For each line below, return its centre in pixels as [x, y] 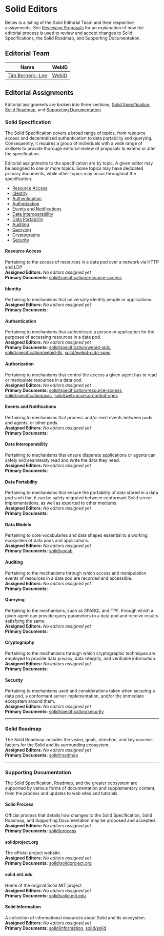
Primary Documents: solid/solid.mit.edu [46, 895]
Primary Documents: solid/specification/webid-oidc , [58, 347]
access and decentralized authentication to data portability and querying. [79, 138]
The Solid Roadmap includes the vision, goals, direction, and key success [79, 739]
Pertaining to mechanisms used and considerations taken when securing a [80, 691]
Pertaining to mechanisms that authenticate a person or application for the [80, 332]
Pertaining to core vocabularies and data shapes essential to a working [76, 535]
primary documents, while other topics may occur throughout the [71, 173]
